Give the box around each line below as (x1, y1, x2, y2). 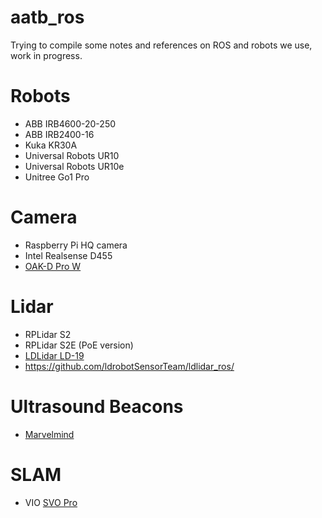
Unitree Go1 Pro (24, 171, 90, 183)
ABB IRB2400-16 (24, 128, 95, 140)
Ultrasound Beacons (10, 395, 184, 418)
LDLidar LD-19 (24, 349, 85, 361)
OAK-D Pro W (24, 260, 82, 272)
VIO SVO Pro (24, 496, 78, 508)
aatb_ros (10, 6, 85, 29)
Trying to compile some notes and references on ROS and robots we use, (10, 39, 313, 51)
